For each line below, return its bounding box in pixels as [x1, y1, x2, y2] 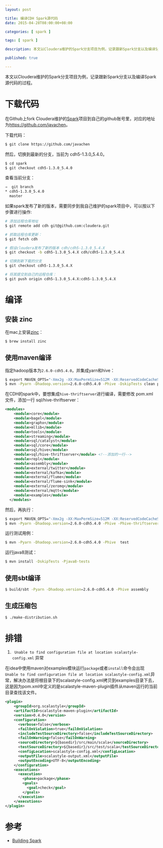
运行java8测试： [5, 549, 37, 555]
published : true [5, 55, 38, 61]
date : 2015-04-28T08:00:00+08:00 [5, 20, 73, 25]
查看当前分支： [5, 175, 35, 180]
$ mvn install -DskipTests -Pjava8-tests [5, 559, 90, 564]
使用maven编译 [5, 354, 52, 362]
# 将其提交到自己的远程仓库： [5, 272, 57, 277]
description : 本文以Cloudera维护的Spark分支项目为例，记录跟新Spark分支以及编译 [5, 47, 156, 52]
